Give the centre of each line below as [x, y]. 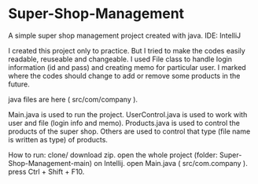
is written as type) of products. [58, 139]
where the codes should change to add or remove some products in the [124, 75]
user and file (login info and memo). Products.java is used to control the [124, 123]
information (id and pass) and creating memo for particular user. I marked [127, 67]
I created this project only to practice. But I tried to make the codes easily [127, 50]
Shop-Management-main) [50, 163]
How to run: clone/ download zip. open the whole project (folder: [113, 155]
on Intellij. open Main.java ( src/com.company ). [171, 163]
